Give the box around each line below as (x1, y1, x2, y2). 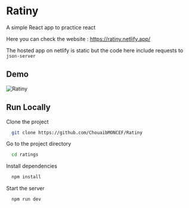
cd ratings (11, 152, 39, 158)
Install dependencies (6, 162, 58, 170)
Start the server (6, 185, 45, 192)
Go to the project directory (6, 140, 72, 147)
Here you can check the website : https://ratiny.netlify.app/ (6, 35, 151, 42)
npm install (11, 174, 42, 180)
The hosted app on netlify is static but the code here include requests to (6, 46, 184, 54)
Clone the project (6, 118, 49, 125)
